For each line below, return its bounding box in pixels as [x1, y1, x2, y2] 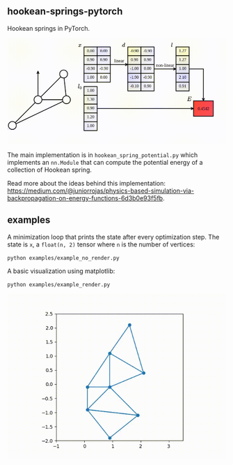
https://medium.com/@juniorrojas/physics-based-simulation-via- [7, 186, 195, 195]
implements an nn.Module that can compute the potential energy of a [7, 158, 203, 166]
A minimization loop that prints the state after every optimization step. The [7, 232, 220, 241]
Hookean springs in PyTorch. [7, 24, 90, 32]
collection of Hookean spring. [7, 165, 93, 174]
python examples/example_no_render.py [7, 254, 120, 261]
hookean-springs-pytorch [7, 6, 123, 17]
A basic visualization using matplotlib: [7, 267, 115, 275]
